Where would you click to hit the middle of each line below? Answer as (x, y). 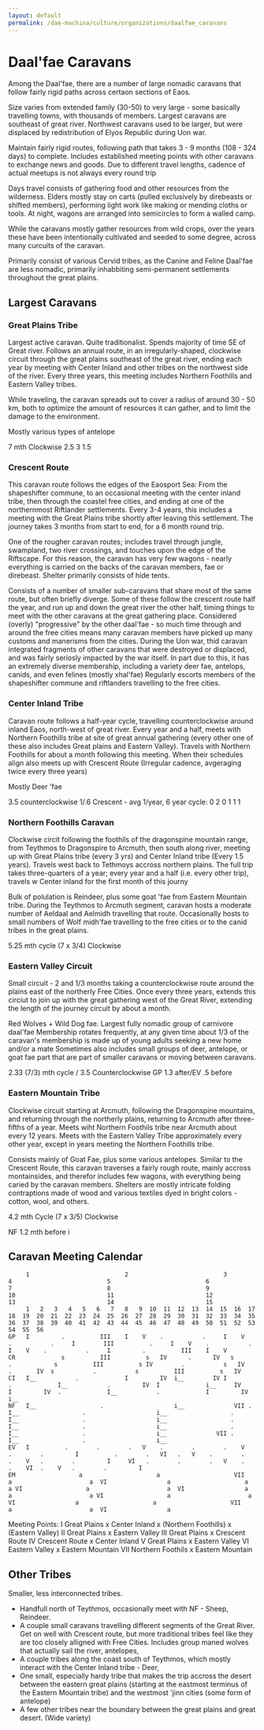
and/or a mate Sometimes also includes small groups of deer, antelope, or (128, 1049)
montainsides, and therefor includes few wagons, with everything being (125, 1176)
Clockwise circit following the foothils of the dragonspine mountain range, (128, 840)
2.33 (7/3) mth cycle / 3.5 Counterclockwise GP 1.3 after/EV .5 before (120, 1073)
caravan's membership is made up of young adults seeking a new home (125, 1040)
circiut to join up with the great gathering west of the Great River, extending (130, 1000)
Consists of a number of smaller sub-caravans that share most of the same (130, 591)
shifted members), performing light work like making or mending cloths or (128, 205)
